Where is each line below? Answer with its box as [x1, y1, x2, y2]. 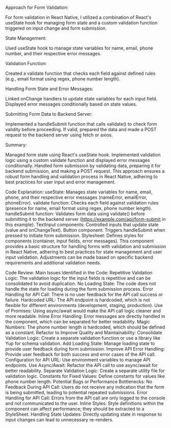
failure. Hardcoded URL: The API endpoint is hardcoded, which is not [5, 297, 151, 303]
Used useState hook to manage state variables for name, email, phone [5, 45, 153, 51]
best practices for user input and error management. [5, 179, 116, 185]
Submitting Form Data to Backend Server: [5, 111, 93, 117]
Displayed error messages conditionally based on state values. [5, 101, 137, 107]
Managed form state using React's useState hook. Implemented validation [5, 152, 161, 158]
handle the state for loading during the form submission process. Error [5, 286, 154, 292]
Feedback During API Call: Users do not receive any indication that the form [5, 384, 165, 390]
